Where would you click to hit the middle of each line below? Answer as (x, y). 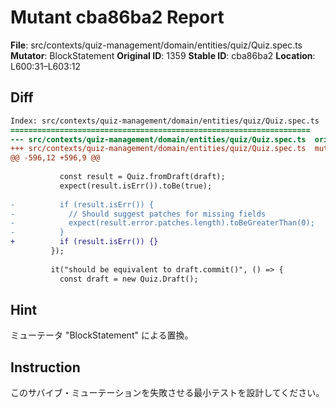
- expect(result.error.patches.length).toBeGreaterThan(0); (162, 223)
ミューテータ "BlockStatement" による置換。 (102, 335)
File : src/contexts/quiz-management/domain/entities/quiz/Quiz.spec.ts (156, 45)
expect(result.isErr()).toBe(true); (136, 186)
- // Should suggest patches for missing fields (138, 214)
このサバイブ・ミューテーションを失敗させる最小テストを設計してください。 (167, 393)
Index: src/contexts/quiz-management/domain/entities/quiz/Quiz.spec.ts (165, 121)
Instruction (45, 367)
